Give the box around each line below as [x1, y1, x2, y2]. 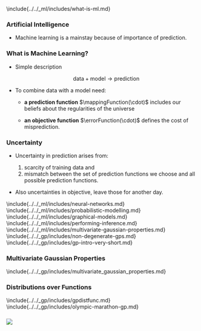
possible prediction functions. [24, 176, 99, 184]
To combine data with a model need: [15, 86, 107, 94]
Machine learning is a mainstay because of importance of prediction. [15, 34, 187, 41]
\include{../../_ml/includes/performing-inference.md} [6, 219, 137, 227]
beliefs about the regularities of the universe [24, 104, 135, 112]
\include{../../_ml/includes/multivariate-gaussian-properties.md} [6, 226, 166, 233]
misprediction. [24, 123, 61, 130]
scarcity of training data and [24, 163, 95, 171]
